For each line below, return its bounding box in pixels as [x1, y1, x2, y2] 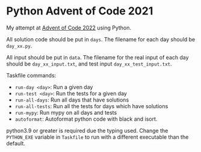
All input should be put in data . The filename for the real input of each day [6, 53, 189, 61]
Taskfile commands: [6, 71, 57, 79]
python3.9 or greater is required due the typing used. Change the [6, 127, 169, 134]
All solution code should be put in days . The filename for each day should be [6, 35, 196, 43]
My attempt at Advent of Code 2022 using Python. [6, 24, 131, 31]
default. [6, 139, 26, 147]
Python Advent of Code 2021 [6, 4, 153, 18]
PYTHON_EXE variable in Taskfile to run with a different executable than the [6, 133, 189, 141]
